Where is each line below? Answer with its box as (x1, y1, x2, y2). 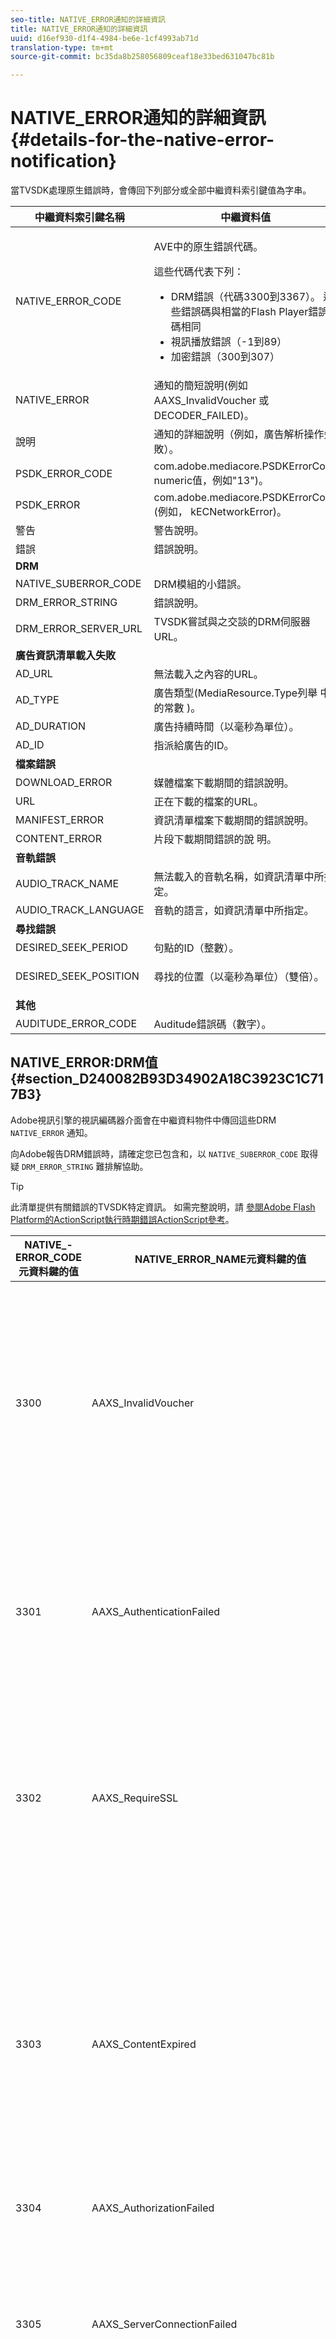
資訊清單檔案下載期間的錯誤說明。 (153, 814, 315, 828)
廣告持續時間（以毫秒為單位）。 (153, 720, 300, 734)
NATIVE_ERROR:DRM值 (10, 1054, 158, 1071)
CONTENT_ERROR (15, 832, 102, 846)
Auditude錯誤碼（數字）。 (153, 1017, 272, 1031)
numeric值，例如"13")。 (153, 474, 269, 488)
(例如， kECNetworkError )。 (153, 505, 288, 519)
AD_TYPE (15, 693, 60, 707)
